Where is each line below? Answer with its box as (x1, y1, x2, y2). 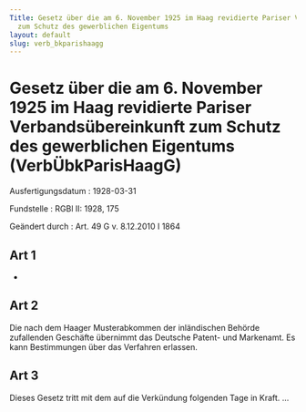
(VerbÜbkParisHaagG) (9, 156, 182, 176)
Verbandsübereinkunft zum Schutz (9, 117, 281, 138)
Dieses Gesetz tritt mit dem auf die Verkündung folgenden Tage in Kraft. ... (9, 392, 290, 403)
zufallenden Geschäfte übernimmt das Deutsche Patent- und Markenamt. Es (9, 332, 296, 343)
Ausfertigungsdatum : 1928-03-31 (9, 186, 137, 197)
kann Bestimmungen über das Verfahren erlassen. (9, 341, 198, 352)
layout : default (9, 30, 71, 39)
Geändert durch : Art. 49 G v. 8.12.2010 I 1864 (9, 221, 180, 232)
